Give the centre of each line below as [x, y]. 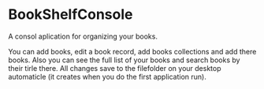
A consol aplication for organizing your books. [83, 36]
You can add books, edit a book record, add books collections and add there [132, 51]
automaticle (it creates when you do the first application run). [107, 76]
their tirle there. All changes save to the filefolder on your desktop [115, 68]
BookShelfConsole [71, 15]
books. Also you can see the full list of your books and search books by [124, 60]
